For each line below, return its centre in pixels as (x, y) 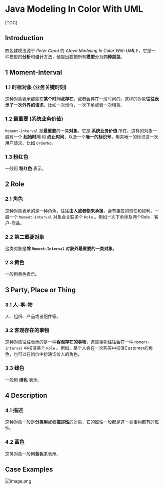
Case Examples (29, 469)
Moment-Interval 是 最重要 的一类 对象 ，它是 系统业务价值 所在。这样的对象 (79, 131)
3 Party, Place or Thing (41, 290)
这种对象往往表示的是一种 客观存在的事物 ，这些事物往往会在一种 (69, 342)
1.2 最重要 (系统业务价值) (34, 119)
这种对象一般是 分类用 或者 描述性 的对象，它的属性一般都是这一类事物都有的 (80, 422)
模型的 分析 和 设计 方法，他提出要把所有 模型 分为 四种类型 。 (67, 56)
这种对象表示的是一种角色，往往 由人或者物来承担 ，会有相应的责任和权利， (80, 211)
